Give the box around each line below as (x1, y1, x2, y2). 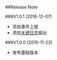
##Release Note (5, 4, 38, 10)
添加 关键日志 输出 (12, 30, 47, 36)
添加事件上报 (12, 24, 38, 29)
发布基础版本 (12, 50, 38, 55)
